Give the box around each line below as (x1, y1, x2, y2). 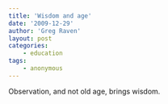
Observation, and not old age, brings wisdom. (8, 86, 161, 96)
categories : (8, 42, 48, 50)
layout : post (8, 34, 52, 43)
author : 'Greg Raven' (8, 27, 82, 35)
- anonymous (23, 64, 63, 73)
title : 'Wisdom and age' (8, 11, 92, 20)
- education (23, 49, 63, 57)
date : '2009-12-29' (8, 19, 74, 27)
